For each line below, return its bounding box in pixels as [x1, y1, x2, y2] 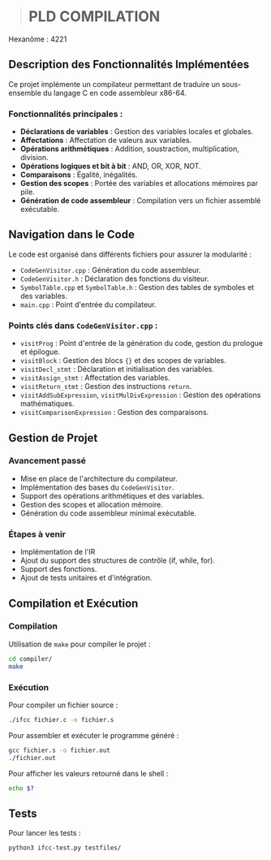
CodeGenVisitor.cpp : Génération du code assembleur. [19, 265, 201, 274]
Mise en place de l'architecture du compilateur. [19, 473, 179, 483]
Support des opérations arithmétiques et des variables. [19, 491, 204, 500]
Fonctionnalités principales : [8, 108, 123, 119]
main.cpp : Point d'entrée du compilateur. [19, 300, 157, 309]
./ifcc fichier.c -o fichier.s [8, 715, 114, 724]
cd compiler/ [8, 655, 53, 663]
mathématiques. [19, 399, 75, 408]
